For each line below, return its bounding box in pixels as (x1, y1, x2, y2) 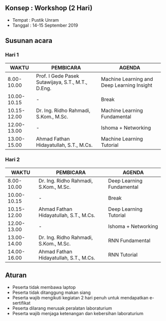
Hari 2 (5, 156, 20, 163)
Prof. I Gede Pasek (36, 72, 80, 79)
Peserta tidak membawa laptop (12, 284, 76, 290)
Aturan (5, 271, 27, 280)
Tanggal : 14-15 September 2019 (12, 22, 78, 28)
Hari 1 (5, 51, 19, 58)
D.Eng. (36, 85, 52, 92)
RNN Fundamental (108, 237, 151, 244)
